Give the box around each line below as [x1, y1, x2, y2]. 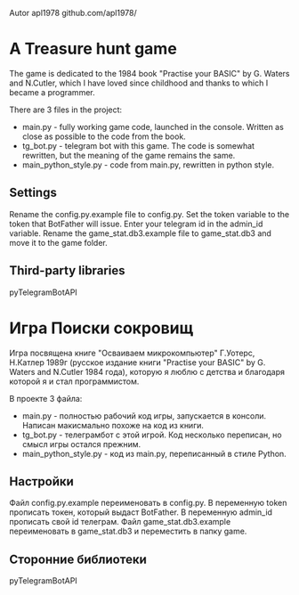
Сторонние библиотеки [9, 551, 147, 566]
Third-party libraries [9, 263, 125, 279]
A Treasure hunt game [9, 39, 178, 59]
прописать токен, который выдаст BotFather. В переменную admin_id [9, 507, 273, 518]
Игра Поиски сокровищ [9, 318, 194, 338]
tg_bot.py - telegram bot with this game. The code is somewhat [21, 140, 255, 151]
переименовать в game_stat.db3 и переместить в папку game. [9, 526, 247, 537]
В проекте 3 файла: [9, 393, 83, 403]
